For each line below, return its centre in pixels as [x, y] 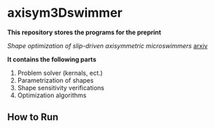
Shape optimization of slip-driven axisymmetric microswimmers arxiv [107, 45]
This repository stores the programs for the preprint [84, 32]
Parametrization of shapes [55, 80]
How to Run [33, 117]
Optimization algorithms [52, 95]
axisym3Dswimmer [65, 13]
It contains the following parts [52, 59]
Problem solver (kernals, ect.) [60, 73]
